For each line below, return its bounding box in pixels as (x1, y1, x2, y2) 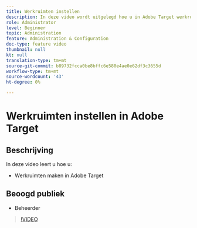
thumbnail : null (6, 47, 46, 53)
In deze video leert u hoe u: (6, 161, 72, 167)
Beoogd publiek (6, 189, 65, 199)
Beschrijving (6, 145, 54, 155)
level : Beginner (6, 25, 46, 31)
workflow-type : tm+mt (6, 68, 59, 74)
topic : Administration (6, 30, 62, 36)
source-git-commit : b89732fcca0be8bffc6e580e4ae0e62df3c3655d (6, 63, 161, 69)
